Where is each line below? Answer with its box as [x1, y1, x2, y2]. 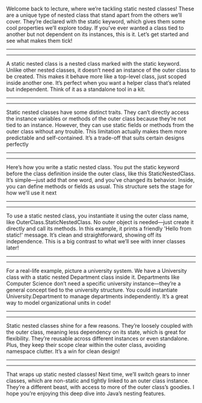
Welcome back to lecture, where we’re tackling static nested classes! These [6, 5, 194, 12]
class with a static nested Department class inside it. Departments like [6, 273, 180, 281]
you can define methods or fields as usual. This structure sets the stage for [6, 183, 192, 190]
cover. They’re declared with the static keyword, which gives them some [6, 18, 186, 25]
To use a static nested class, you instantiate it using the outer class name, [6, 212, 189, 219]
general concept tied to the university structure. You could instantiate [6, 286, 178, 293]
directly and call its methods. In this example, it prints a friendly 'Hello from [6, 225, 192, 232]
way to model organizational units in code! [6, 299, 111, 306]
